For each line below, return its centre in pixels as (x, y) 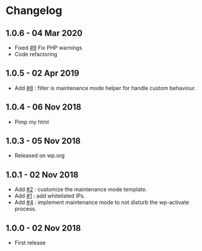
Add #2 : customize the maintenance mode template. (81, 189)
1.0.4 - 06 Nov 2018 (43, 107)
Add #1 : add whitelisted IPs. (50, 196)
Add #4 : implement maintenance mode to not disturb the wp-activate (102, 202)
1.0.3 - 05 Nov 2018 (43, 141)
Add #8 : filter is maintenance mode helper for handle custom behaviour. (105, 88)
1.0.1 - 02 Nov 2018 (42, 175)
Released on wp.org (39, 155)
